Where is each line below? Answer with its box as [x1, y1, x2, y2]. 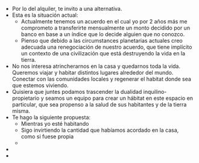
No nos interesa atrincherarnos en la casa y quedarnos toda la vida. [11, 63, 181, 70]
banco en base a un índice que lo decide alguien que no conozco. [21, 31, 185, 38]
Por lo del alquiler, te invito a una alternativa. [11, 5, 122, 12]
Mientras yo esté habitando [21, 120, 89, 127]
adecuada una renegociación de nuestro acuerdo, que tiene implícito [21, 43, 192, 51]
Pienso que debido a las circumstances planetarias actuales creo [21, 37, 183, 44]
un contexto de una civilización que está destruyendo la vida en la [21, 50, 186, 57]
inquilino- [143, 88, 167, 95]
